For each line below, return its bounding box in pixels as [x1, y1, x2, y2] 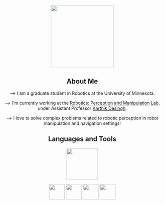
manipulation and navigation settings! [44, 120, 121, 126]
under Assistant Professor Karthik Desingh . [38, 105, 127, 111]
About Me [66, 77, 98, 85]
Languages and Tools [48, 135, 117, 143]
